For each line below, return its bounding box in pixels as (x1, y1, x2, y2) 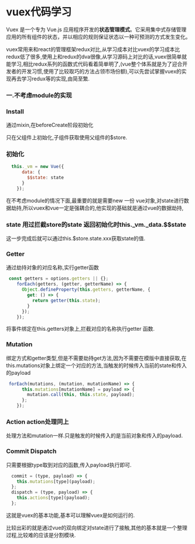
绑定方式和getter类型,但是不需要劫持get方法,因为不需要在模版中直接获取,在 (6, 354, 187, 361)
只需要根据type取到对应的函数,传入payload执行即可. (6, 461, 132, 468)
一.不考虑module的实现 (6, 91, 72, 99)
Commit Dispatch (6, 447, 57, 455)
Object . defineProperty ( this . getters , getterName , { (21, 287, 150, 293)
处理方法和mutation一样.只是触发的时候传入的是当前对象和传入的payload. (6, 432, 183, 439)
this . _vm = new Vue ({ (11, 164, 64, 170)
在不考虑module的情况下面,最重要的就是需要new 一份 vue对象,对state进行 (6, 197, 184, 204)
